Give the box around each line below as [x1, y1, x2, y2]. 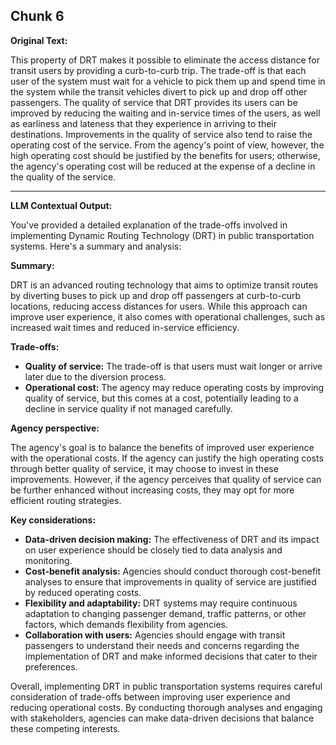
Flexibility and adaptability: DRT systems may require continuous [24, 597, 298, 609]
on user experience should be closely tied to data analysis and [24, 544, 283, 556]
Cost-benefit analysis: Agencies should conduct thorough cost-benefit [24, 565, 322, 577]
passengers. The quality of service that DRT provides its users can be [10, 96, 298, 108]
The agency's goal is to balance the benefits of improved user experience [10, 441, 315, 453]
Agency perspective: [10, 422, 100, 434]
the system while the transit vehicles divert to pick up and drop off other [10, 85, 308, 98]
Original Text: [10, 34, 68, 46]
